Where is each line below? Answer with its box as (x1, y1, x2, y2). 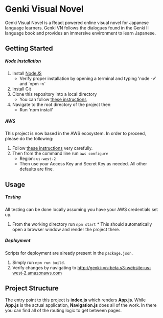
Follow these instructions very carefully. (12, 145, 93, 151)
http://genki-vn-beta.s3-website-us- (77, 265, 152, 270)
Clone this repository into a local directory (12, 91, 97, 97)
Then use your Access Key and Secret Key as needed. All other (19, 161, 147, 167)
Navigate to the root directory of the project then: (12, 102, 112, 107)
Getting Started (5, 44, 53, 53)
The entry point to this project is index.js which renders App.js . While (5, 297, 146, 303)
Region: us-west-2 (19, 156, 56, 161)
